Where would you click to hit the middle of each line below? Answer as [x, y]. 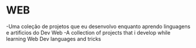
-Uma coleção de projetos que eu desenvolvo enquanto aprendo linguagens [98, 26]
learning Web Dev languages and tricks [54, 39]
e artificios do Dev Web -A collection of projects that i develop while [88, 32]
